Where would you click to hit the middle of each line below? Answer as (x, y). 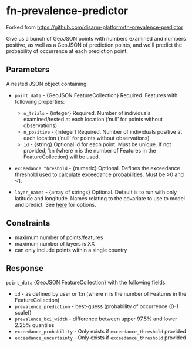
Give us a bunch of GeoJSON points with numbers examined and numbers (96, 38)
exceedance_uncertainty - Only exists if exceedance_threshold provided (100, 338)
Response (25, 268)
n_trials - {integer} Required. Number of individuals (87, 113)
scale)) (23, 313)
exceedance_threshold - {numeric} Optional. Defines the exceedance (97, 168)
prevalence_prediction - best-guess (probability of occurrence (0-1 (97, 306)
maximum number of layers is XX (55, 243)
